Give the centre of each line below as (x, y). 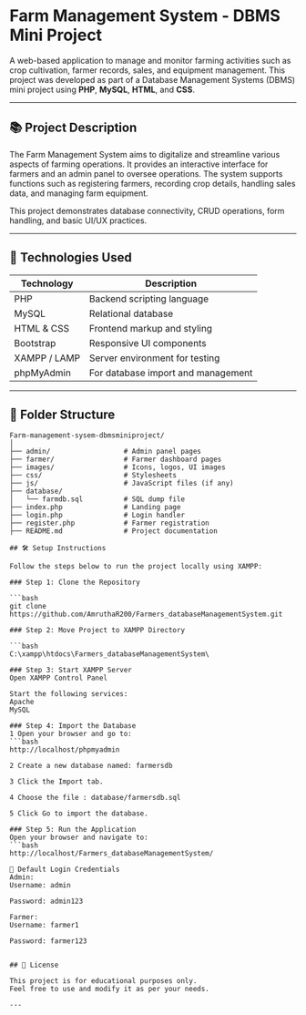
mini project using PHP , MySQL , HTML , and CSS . (102, 89)
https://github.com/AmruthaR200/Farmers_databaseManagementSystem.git (146, 615)
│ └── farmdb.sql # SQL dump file (97, 499)
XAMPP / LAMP (47, 358)
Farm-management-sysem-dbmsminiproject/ (87, 436)
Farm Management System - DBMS (145, 16)
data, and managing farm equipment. (79, 193)
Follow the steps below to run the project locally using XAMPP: (136, 567)
